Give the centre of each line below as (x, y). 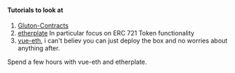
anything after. (39, 48)
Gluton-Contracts (43, 26)
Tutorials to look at (35, 10)
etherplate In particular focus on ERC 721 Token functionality (106, 33)
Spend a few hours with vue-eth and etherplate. (77, 62)
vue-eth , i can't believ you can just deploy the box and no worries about (122, 41)
